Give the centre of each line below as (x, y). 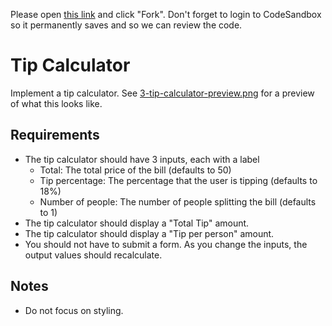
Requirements (55, 135)
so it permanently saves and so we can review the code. (126, 25)
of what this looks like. (56, 103)
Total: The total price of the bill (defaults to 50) (135, 170)
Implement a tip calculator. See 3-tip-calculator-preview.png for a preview (162, 93)
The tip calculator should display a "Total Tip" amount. (137, 223)
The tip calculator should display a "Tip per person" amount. (149, 233)
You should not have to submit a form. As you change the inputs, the (166, 244)
